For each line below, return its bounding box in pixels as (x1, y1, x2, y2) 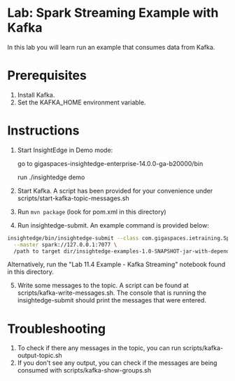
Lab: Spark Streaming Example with (7, 5, 219, 21)
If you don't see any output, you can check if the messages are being (17, 359, 218, 367)
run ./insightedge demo (17, 173, 85, 181)
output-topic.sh (17, 352, 63, 360)
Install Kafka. (17, 90, 55, 99)
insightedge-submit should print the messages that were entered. (17, 296, 206, 305)
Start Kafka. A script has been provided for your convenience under (17, 186, 213, 195)
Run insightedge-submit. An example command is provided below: (17, 221, 210, 229)
